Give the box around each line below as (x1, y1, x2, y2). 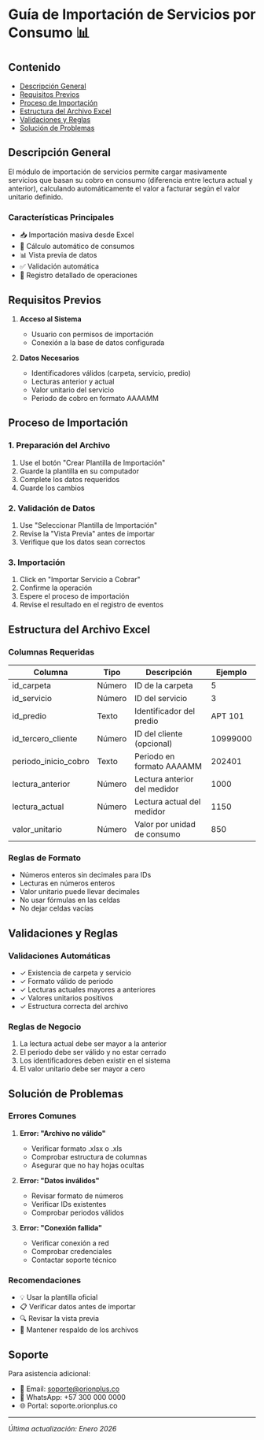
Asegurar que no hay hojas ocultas (31, 1160, 145, 1170)
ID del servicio (134, 692, 188, 703)
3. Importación (8, 557, 65, 568)
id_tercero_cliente (12, 733, 78, 744)
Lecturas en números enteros (19, 878, 115, 888)
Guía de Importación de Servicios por (8, 6, 256, 24)
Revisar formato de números (31, 1191, 124, 1201)
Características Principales (8, 211, 115, 222)
